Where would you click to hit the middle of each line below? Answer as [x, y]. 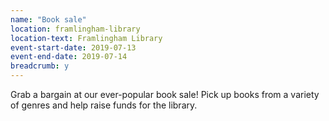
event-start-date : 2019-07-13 [73, 47]
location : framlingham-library [75, 29]
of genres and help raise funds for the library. [104, 105]
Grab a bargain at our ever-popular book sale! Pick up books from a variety [165, 94]
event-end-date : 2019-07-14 [69, 57]
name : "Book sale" [48, 19]
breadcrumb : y [40, 66]
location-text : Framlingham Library [86, 38]
